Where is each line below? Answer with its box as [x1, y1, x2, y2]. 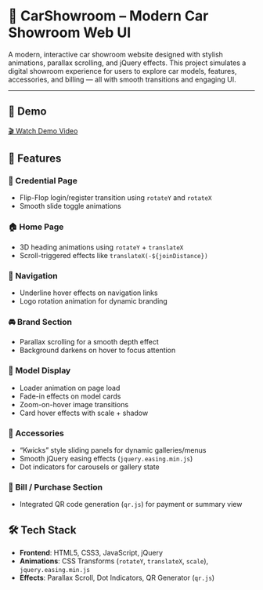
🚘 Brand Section [8, 316, 73, 327]
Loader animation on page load [19, 383, 121, 392]
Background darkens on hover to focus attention [19, 345, 176, 355]
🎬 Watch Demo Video [8, 126, 78, 136]
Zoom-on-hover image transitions [19, 399, 129, 409]
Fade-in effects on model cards [19, 392, 121, 401]
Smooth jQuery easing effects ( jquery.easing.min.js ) [19, 453, 193, 463]
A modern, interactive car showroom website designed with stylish [8, 49, 223, 59]
